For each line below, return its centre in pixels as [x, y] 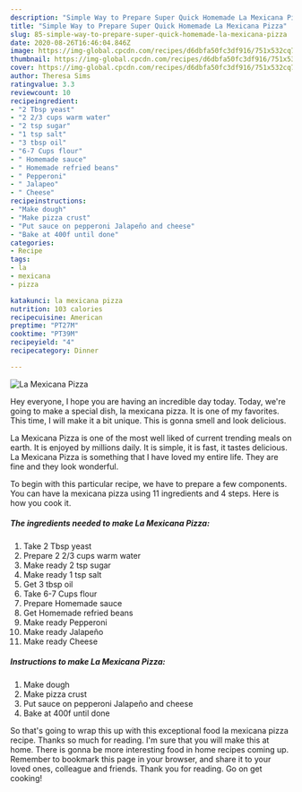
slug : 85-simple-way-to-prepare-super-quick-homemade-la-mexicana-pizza [149, 34]
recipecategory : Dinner [55, 351]
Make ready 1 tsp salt [62, 574]
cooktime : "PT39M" [44, 334]
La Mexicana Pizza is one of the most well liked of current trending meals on [151, 438]
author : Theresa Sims [51, 76]
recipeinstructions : [49, 201]
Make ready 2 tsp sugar [67, 565]
